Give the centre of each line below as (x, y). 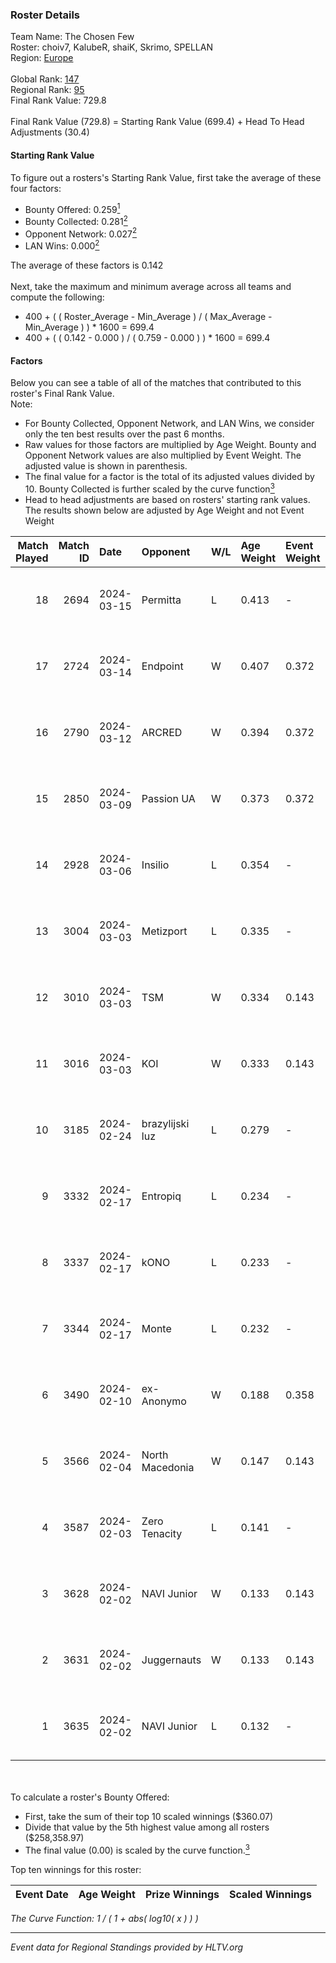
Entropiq (161, 1196)
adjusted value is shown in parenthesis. (106, 466)
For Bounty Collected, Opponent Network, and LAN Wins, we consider (169, 424)
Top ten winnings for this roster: (76, 1869)
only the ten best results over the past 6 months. (124, 434)
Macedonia (168, 1467)
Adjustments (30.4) (50, 132)
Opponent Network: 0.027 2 (81, 233)
